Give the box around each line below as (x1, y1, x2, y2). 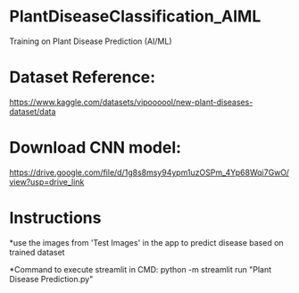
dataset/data (9, 105, 56, 117)
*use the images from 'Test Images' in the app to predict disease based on (9, 237, 284, 247)
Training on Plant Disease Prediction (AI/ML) (9, 36, 172, 46)
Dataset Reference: (9, 67, 156, 88)
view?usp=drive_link (9, 176, 85, 187)
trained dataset (9, 247, 65, 257)
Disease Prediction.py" (9, 273, 94, 284)
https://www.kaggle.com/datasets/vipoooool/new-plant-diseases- (9, 96, 253, 107)
